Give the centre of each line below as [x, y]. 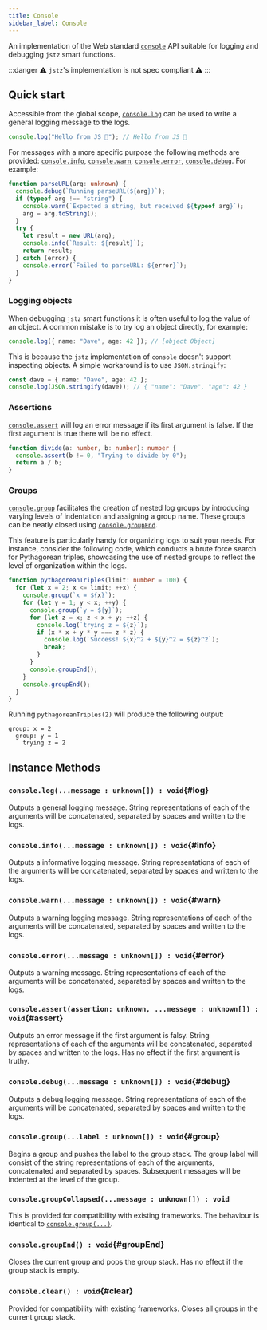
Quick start [37, 95]
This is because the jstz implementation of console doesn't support [120, 357]
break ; [55, 647]
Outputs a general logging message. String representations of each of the [130, 807]
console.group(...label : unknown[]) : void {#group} [114, 1136]
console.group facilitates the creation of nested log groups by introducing [129, 508]
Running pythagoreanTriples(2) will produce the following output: [116, 714]
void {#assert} [36, 1018]
